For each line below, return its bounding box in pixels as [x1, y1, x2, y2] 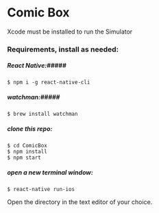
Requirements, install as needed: [7, 45, 119, 54]
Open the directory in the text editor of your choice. [7, 197, 153, 206]
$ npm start [7, 154, 41, 161]
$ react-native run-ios [7, 186, 75, 192]
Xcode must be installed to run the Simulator [7, 27, 133, 36]
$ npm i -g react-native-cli [7, 79, 90, 86]
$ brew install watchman [7, 110, 78, 117]
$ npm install [7, 148, 48, 155]
